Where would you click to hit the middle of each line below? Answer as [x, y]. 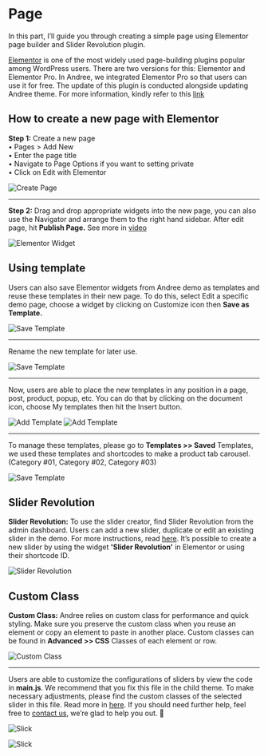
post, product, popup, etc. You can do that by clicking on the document [126, 398]
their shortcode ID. [39, 556]
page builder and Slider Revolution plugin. [77, 44]
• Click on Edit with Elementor [57, 172]
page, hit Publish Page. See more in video [78, 228]
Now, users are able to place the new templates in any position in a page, [128, 390]
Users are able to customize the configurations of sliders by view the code [130, 679]
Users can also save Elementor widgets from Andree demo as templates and [134, 287]
